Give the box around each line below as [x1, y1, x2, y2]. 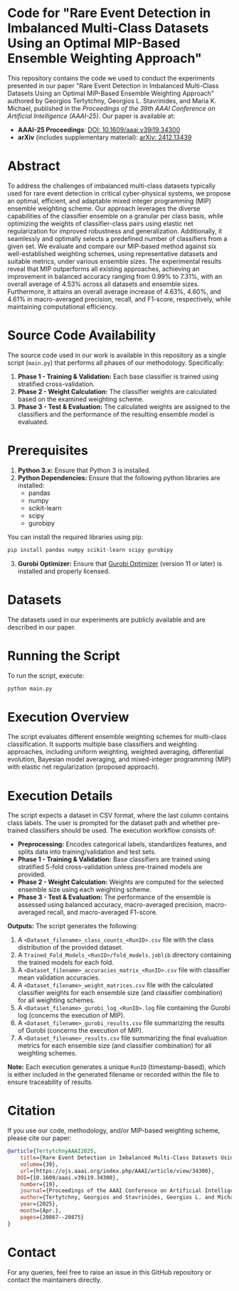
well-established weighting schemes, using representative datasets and [7, 249, 218, 257]
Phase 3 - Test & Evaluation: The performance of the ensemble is [17, 893, 211, 901]
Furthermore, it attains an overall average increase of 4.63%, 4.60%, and [7, 287, 222, 296]
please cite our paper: [7, 1134, 73, 1142]
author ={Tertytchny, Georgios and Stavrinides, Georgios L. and [20, 1194, 215, 1201]
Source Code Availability [7, 327, 156, 344]
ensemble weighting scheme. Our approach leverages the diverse [7, 204, 201, 213]
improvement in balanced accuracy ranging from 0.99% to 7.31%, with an [7, 272, 223, 280]
